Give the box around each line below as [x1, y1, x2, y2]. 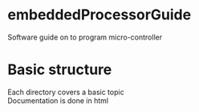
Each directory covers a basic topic [7, 87, 125, 97]
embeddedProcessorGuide [7, 6, 192, 24]
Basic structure [7, 60, 112, 79]
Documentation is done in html [7, 95, 109, 106]
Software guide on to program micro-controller [7, 32, 162, 42]
